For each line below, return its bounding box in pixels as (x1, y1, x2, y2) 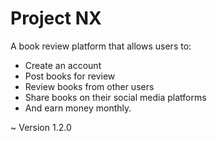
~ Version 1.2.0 (10, 121, 72, 133)
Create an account (24, 59, 102, 71)
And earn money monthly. (24, 102, 132, 114)
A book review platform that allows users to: (10, 40, 192, 52)
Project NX (10, 7, 102, 30)
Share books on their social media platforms (24, 91, 207, 103)
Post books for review (24, 70, 116, 82)
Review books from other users (24, 80, 155, 92)
